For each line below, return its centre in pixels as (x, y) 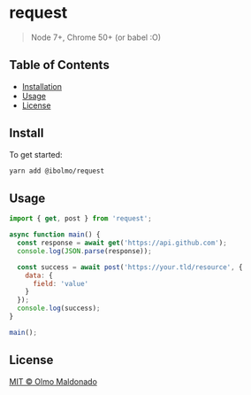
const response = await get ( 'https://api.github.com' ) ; (122, 243)
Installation (42, 86)
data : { (39, 275)
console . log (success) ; (59, 308)
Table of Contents (60, 65)
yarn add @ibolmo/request (57, 171)
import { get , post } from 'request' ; (80, 219)
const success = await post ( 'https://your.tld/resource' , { (130, 267)
